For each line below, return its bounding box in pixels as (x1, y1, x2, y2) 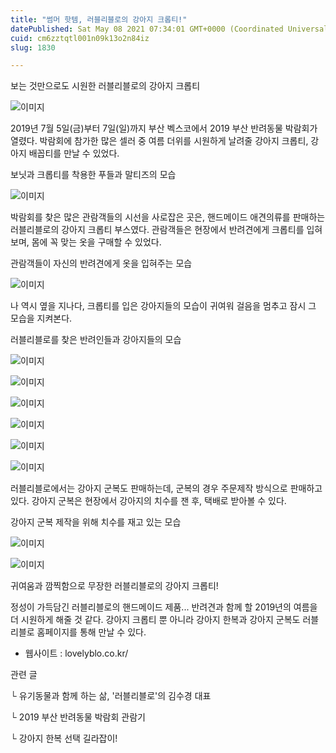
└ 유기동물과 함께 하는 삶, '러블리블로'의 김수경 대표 (10, 690, 212, 702)
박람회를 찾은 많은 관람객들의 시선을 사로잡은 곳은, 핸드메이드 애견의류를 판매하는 (10, 211, 326, 223)
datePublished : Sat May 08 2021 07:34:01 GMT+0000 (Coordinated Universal (10, 24, 329, 34)
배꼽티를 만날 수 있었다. (28, 147, 120, 160)
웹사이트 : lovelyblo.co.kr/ (24, 647, 129, 660)
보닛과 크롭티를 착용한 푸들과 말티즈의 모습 (10, 169, 177, 181)
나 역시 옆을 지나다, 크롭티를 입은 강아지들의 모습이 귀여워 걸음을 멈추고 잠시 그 (10, 300, 317, 312)
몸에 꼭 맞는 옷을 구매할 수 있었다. (31, 236, 162, 248)
